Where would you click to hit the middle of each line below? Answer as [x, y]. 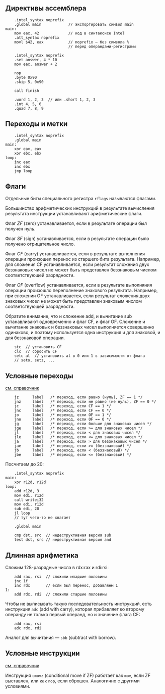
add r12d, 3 [27, 491]
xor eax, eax [28, 149]
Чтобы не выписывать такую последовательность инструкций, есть [78, 604]
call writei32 [29, 500]
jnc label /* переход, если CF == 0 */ [63, 411]
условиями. [18, 686]
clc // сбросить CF [36, 352]
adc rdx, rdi [28, 628]
